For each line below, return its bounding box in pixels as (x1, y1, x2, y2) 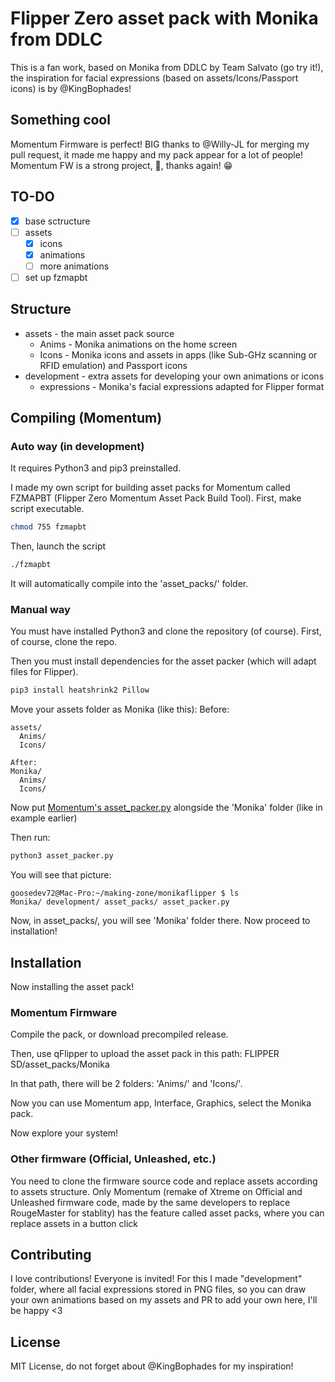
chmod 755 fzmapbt (10, 522, 87, 532)
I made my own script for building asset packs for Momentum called (10, 482, 291, 494)
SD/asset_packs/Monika (10, 1058, 110, 1071)
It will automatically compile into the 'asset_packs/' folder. (10, 578, 249, 590)
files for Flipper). (10, 666, 79, 678)
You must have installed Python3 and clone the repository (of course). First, (10, 625, 322, 637)
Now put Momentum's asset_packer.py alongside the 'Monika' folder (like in (10, 802, 323, 814)
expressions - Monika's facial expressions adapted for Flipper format (39, 380, 325, 392)
